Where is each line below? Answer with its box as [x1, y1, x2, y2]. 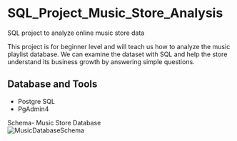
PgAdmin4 [17, 105, 49, 113]
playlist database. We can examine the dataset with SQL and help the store [7, 50, 228, 58]
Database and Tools [7, 78, 98, 90]
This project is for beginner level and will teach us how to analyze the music [7, 42, 231, 51]
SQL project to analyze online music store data [7, 28, 145, 37]
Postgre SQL [17, 97, 56, 105]
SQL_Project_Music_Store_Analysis [7, 5, 223, 21]
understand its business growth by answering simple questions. [7, 57, 195, 66]
